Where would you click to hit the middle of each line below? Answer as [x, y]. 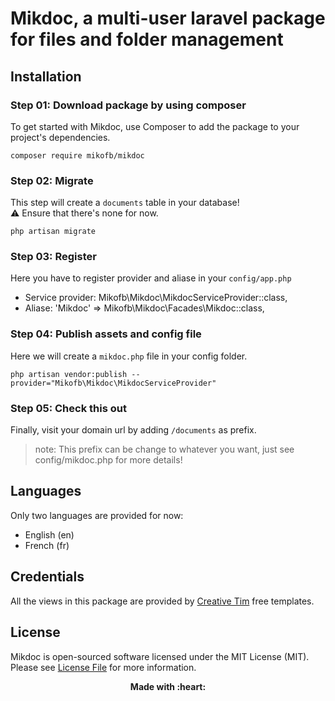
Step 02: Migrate [52, 180]
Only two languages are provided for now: [97, 515]
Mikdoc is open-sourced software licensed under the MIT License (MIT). [160, 656]
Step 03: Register [53, 257]
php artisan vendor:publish [69, 374]
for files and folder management [147, 39]
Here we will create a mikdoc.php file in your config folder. [129, 356]
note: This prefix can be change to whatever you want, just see [164, 449]
